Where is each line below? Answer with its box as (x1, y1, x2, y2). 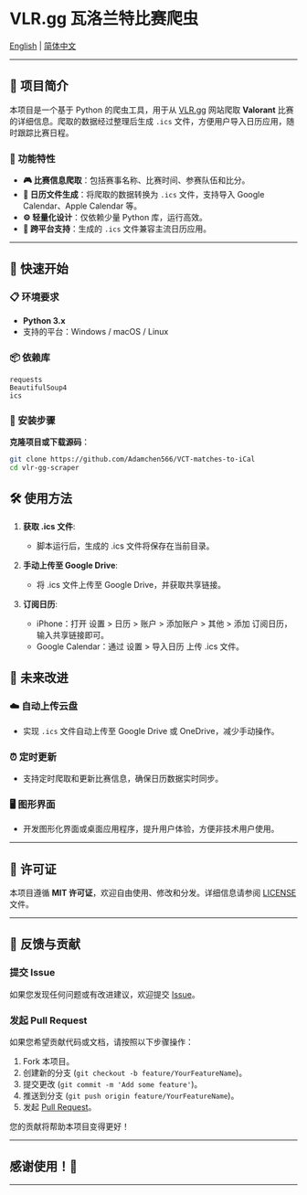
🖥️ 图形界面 (9, 797, 56, 810)
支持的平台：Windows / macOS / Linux (22, 325, 169, 336)
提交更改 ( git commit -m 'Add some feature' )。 (22, 1078, 203, 1089)
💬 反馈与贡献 (9, 936, 80, 952)
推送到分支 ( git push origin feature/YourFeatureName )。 (22, 1090, 239, 1101)
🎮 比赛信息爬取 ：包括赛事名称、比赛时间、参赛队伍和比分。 (22, 175, 250, 186)
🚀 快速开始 (9, 261, 69, 277)
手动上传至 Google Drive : (22, 560, 119, 571)
